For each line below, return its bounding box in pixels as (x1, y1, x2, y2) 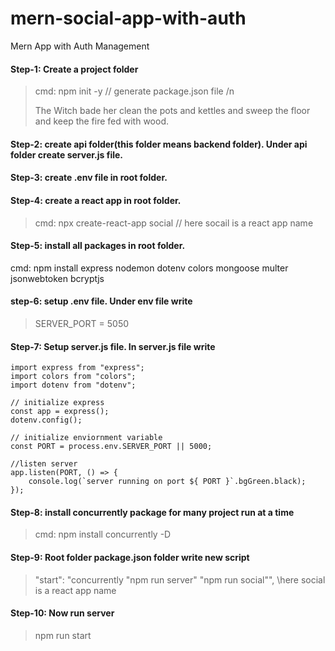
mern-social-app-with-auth (10, 7, 247, 30)
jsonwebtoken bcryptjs (10, 272, 105, 284)
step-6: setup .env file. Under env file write (10, 295, 193, 307)
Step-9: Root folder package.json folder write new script (10, 551, 250, 563)
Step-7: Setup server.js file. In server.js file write (10, 340, 216, 352)
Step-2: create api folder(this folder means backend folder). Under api (10, 138, 308, 150)
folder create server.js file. (10, 148, 124, 161)
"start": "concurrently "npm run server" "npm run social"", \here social (34, 573, 326, 586)
